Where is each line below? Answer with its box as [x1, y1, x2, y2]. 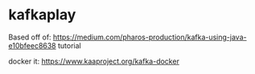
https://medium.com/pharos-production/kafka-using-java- [52, 32, 247, 42]
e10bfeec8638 [8, 40, 56, 50]
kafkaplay [8, 6, 76, 24]
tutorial [57, 40, 82, 50]
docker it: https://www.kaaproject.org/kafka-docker [8, 56, 179, 66]
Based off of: [8, 32, 51, 42]
